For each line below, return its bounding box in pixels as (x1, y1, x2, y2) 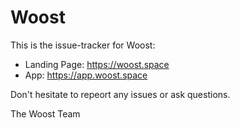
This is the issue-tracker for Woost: (10, 39, 156, 51)
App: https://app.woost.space (24, 69, 148, 81)
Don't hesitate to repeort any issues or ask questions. (10, 88, 231, 100)
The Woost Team (10, 107, 81, 120)
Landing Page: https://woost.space (24, 58, 170, 70)
